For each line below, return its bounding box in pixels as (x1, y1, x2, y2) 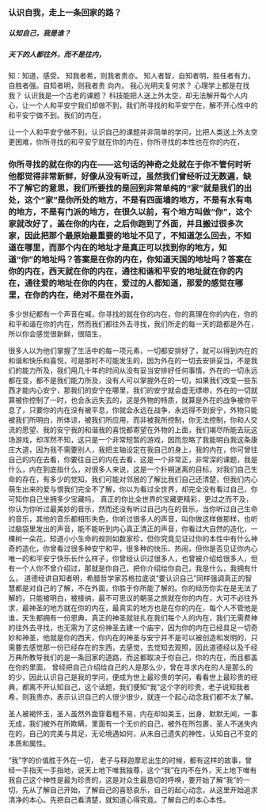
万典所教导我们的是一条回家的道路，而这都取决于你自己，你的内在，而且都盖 (8, 652, 258, 662)
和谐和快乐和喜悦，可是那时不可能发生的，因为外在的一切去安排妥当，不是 (8, 355, 251, 365)
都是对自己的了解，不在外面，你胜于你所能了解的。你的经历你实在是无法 (14, 583, 251, 593)
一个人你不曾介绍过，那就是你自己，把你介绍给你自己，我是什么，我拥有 (14, 563, 251, 573)
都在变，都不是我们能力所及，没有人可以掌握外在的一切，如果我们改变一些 (8, 375, 251, 385)
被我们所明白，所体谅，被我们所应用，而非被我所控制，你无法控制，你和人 (8, 415, 251, 424)
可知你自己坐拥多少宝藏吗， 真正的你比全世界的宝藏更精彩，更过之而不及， (8, 494, 253, 503)
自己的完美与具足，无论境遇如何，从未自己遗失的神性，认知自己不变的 (28, 728, 258, 738)
